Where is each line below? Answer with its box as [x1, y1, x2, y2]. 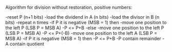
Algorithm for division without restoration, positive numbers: [5, 5, 132, 10]
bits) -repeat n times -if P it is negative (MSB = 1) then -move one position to [5, 20, 167, 25]
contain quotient [9, 41, 45, 47]
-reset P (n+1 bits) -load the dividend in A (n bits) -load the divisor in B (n [5, 14, 160, 20]
